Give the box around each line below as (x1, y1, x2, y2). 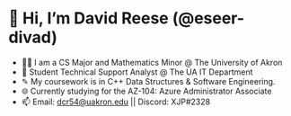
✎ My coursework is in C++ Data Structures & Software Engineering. (21, 76, 276, 86)
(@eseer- (172, 8, 244, 29)
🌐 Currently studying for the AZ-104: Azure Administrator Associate (21, 85, 272, 96)
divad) (8, 27, 57, 48)
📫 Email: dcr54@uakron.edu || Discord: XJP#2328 (21, 96, 211, 107)
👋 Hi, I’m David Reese (8, 8, 170, 29)
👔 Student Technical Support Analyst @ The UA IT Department (21, 67, 253, 77)
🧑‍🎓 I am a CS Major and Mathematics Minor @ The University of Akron (21, 57, 283, 67)
